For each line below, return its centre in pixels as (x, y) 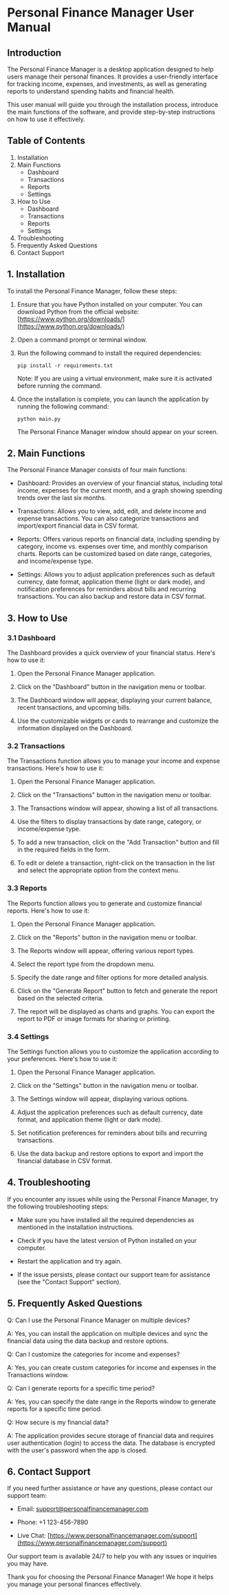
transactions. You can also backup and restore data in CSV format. (111, 597)
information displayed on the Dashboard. (75, 728)
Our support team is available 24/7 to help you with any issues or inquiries (112, 1556)
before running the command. (59, 385)
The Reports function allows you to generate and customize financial (105, 903)
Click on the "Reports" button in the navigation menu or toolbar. (107, 937)
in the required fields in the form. (64, 850)
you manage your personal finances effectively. (75, 1584)
